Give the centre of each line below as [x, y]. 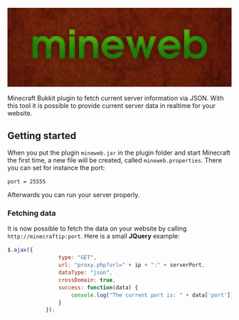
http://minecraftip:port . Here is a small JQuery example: [94, 236]
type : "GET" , [78, 258]
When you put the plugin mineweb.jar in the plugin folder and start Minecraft [119, 153]
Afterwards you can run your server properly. [74, 195]
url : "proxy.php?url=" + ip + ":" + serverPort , [131, 265]
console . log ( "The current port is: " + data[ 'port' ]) [152, 295]
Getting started [42, 136]
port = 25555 [27, 182]
